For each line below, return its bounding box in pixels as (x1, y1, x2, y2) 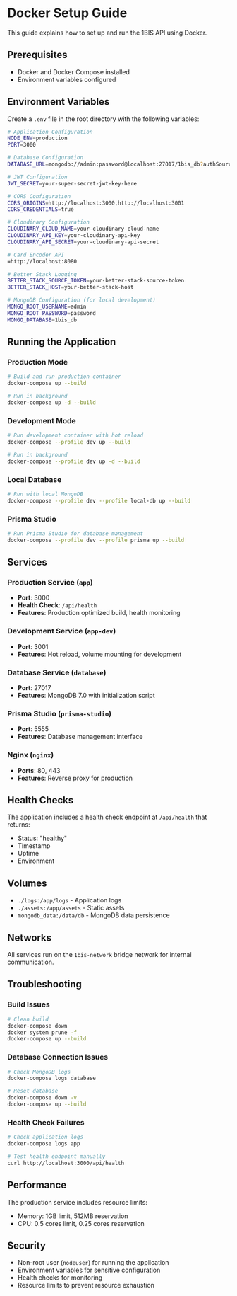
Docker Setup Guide (7, 5, 128, 21)
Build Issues (7, 999, 51, 1009)
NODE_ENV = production (7, 134, 68, 142)
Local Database (7, 474, 62, 484)
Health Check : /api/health (17, 601, 97, 609)
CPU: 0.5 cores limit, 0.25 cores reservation (17, 1219, 145, 1227)
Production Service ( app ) (7, 578, 93, 587)
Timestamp (17, 842, 51, 850)
